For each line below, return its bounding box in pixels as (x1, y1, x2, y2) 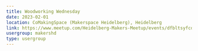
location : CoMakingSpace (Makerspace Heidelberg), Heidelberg (6, 19, 162, 25)
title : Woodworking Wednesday (6, 8, 81, 15)
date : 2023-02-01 (6, 14, 49, 20)
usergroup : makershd (6, 30, 57, 36)
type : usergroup (6, 36, 46, 42)
